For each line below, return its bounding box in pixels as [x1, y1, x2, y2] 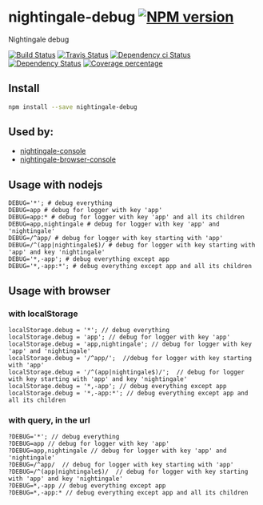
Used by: [8, 125, 54, 139]
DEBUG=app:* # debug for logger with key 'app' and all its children [8, 213, 245, 222]
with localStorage [8, 308, 78, 319]
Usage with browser [8, 284, 110, 298]
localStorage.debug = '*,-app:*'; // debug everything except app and [8, 389, 249, 397]
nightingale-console [19, 146, 86, 156]
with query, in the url [8, 415, 90, 426]
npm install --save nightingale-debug [8, 102, 137, 111]
